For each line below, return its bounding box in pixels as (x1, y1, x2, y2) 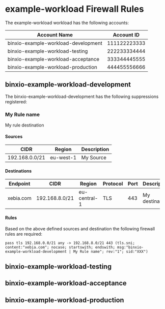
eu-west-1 (50, 154, 77, 161)
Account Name (37, 31, 73, 38)
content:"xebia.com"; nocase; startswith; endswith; (5, 245, 115, 249)
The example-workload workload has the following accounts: (5, 20, 129, 26)
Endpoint (8, 181, 30, 187)
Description (81, 146, 110, 153)
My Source (81, 154, 107, 161)
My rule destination (5, 122, 44, 128)
